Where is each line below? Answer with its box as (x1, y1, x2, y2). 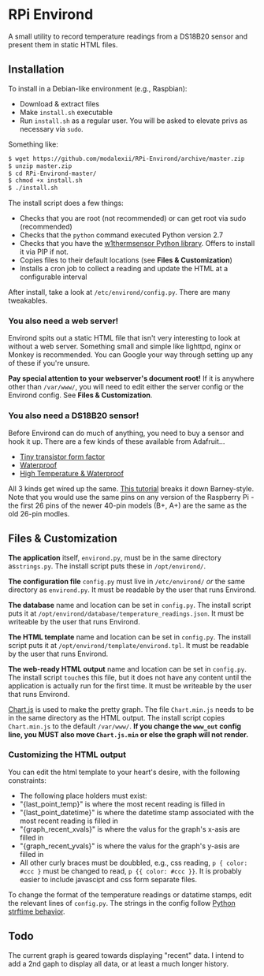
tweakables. (8, 296, 48, 305)
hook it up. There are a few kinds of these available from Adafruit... (8, 436, 225, 446)
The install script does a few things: (8, 199, 124, 208)
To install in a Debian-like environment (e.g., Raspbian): (8, 84, 188, 93)
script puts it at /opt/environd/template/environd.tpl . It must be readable (8, 640, 250, 650)
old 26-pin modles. (8, 508, 70, 518)
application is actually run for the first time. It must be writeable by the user (8, 680, 252, 691)
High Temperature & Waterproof (19, 468, 125, 478)
